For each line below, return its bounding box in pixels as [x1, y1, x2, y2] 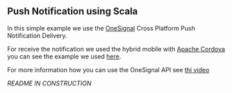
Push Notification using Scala [7, 6, 138, 17]
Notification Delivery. [7, 31, 67, 40]
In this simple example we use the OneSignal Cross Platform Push [7, 24, 196, 32]
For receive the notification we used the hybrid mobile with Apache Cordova [7, 44, 226, 53]
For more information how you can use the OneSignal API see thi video [7, 65, 210, 74]
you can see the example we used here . [7, 52, 122, 60]
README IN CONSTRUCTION [7, 79, 92, 87]
